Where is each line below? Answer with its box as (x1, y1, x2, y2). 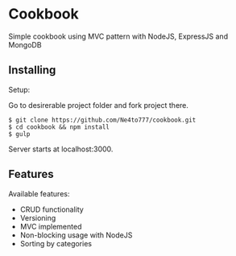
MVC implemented (19, 221, 82, 231)
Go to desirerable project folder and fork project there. (8, 100, 189, 109)
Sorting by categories (19, 238, 93, 248)
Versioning (19, 213, 56, 222)
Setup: (8, 85, 31, 94)
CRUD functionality (19, 204, 85, 214)
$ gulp (8, 130, 31, 138)
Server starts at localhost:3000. (8, 144, 114, 154)
